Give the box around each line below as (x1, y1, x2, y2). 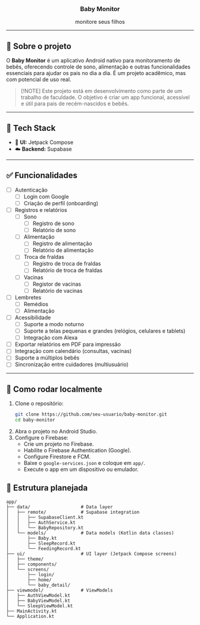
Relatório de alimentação (32, 246, 94, 254)
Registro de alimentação (32, 240, 92, 247)
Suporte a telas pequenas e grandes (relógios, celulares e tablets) (23, 327, 186, 335)
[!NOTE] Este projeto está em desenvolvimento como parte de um (20, 87, 183, 95)
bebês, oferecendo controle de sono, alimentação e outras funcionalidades (6, 63, 190, 70)
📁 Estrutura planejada (6, 483, 88, 493)
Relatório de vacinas (32, 287, 83, 294)
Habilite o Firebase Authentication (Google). (23, 446, 132, 454)
